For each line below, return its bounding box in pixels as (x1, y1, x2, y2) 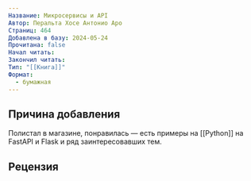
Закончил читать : (8, 56, 66, 64)
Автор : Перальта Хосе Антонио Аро (8, 19, 123, 27)
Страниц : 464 (8, 26, 52, 34)
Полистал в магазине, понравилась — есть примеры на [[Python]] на (8, 129, 244, 138)
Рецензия (8, 160, 59, 173)
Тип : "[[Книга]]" (8, 64, 66, 71)
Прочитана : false (8, 41, 66, 49)
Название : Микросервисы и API (8, 11, 109, 20)
